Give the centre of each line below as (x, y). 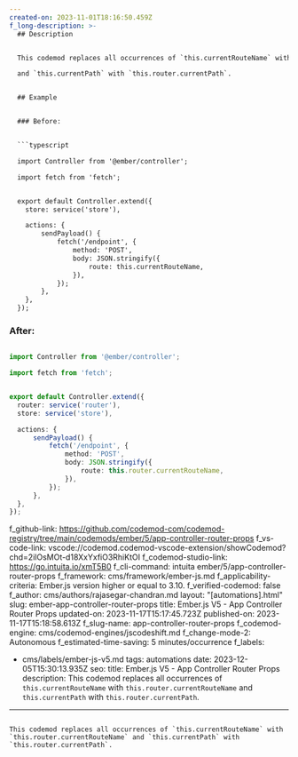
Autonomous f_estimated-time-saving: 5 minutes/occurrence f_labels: (137, 642)
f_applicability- (244, 576)
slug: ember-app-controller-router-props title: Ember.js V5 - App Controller (146, 604)
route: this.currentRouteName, (146, 267)
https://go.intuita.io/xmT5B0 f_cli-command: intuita (102, 567)
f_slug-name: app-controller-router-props (159, 624)
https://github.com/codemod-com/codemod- (142, 529)
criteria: (24, 586)
